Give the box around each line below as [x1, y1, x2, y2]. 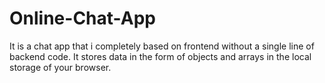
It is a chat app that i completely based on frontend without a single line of [9, 40, 315, 52]
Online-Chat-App [9, 7, 156, 30]
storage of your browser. [9, 61, 112, 73]
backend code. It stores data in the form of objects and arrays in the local [9, 50, 312, 62]
